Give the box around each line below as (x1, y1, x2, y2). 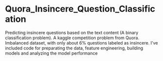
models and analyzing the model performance (5, 50, 98, 56)
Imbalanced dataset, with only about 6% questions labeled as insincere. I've (5, 40, 158, 46)
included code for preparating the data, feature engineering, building (5, 45, 143, 51)
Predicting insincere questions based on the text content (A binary (5, 30, 139, 35)
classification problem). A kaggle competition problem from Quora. (5, 35, 140, 41)
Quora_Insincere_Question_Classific (5, 3, 155, 15)
